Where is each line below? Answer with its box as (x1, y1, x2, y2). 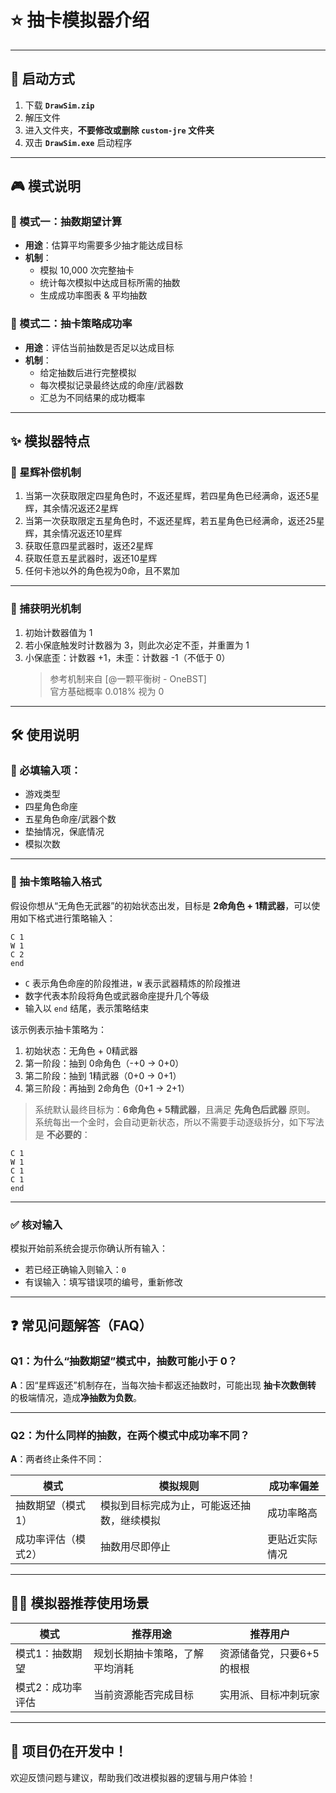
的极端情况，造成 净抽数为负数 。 (10, 1391, 142, 1403)
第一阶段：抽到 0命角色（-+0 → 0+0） (24, 1057, 185, 1069)
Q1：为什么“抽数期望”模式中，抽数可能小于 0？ (10, 1354, 238, 1368)
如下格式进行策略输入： (18, 912, 116, 924)
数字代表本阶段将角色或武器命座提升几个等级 (24, 989, 210, 1001)
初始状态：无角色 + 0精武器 (24, 1044, 138, 1056)
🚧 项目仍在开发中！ (10, 1743, 128, 1760)
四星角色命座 (24, 801, 78, 813)
